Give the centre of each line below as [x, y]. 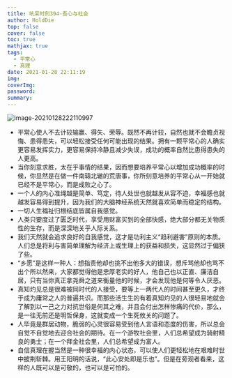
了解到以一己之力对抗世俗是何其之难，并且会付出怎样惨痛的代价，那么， [121, 307]
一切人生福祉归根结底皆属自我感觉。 [69, 211]
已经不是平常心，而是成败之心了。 [66, 184]
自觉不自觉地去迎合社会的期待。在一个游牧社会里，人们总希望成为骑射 [118, 333]
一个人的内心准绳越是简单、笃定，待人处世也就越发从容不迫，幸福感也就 [121, 193]
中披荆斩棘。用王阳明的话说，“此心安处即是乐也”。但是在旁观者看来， [118, 359]
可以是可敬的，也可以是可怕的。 [87, 368]
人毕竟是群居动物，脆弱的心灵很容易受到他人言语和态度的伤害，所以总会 [121, 324]
